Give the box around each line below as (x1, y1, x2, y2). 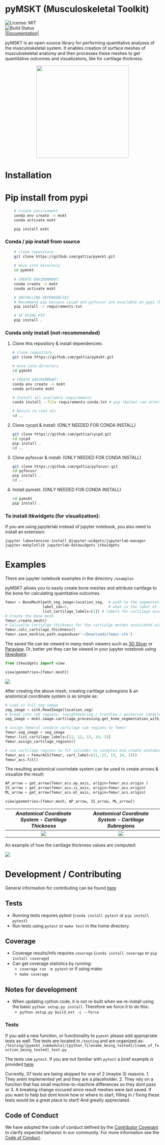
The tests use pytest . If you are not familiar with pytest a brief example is (5, 1056, 154, 1062)
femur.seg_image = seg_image (5, 730, 65, 735)
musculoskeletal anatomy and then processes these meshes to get (5, 50, 140, 56)
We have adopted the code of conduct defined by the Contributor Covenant (5, 1124, 159, 1130)
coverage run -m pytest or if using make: (19, 966, 103, 972)
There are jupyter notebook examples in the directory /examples (5, 576, 134, 582)
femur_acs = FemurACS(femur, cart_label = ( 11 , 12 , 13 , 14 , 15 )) (5, 752, 137, 758)
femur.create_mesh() (5, 618, 48, 623)
